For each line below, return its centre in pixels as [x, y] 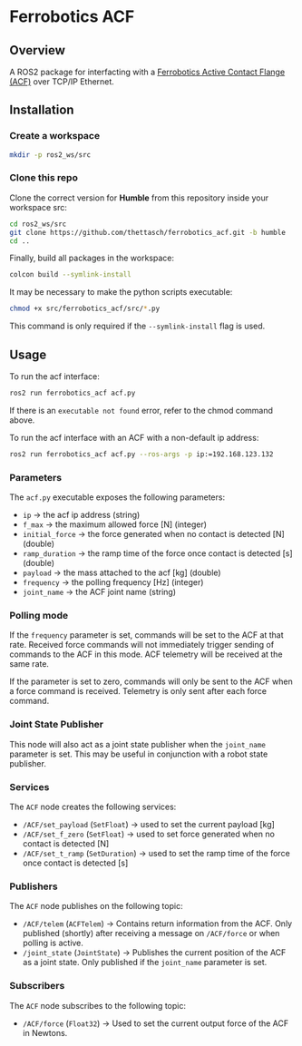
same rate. [29, 664]
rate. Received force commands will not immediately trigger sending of [142, 645]
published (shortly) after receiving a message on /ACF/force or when [151, 934]
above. [22, 420]
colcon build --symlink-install [70, 275]
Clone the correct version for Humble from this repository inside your [139, 198]
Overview [38, 50]
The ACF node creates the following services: [93, 806]
